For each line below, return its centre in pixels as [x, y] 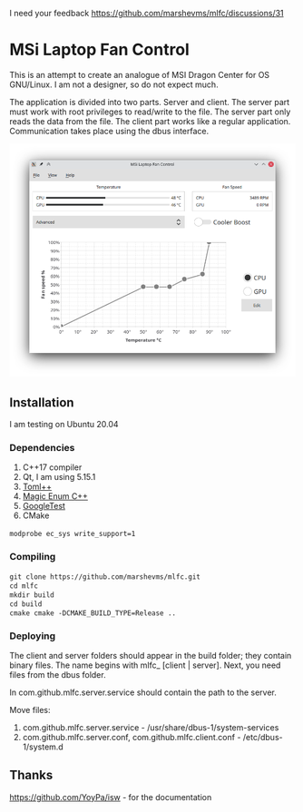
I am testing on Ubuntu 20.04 [64, 425]
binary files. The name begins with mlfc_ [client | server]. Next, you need [145, 665]
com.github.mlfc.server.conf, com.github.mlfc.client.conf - [132, 737]
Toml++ [37, 487]
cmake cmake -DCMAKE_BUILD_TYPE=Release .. [93, 613]
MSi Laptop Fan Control [100, 50]
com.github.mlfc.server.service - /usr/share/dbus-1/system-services [151, 727]
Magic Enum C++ [55, 496]
